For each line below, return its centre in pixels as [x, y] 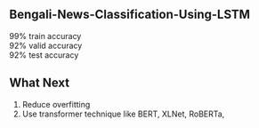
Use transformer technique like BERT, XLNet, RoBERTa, [123, 114]
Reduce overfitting [56, 104]
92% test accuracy [44, 55]
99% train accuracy [45, 36]
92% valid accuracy [46, 45]
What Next [39, 83]
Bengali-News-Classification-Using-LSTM [130, 15]
